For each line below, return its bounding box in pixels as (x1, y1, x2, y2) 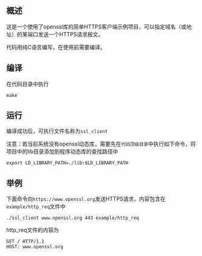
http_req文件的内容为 (6, 226, 59, 234)
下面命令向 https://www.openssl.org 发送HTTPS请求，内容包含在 (6, 195, 166, 203)
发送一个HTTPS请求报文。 (37, 30, 104, 38)
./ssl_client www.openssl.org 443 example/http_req (6, 215, 139, 221)
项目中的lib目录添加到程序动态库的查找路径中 (6, 148, 119, 155)
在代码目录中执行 (6, 80, 49, 87)
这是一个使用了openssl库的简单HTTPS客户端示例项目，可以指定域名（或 (6, 23, 186, 30)
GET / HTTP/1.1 (6, 238, 45, 244)
